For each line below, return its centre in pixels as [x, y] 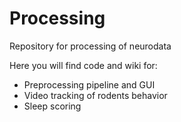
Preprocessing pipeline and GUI [89, 84]
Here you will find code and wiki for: [83, 65]
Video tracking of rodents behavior [95, 95]
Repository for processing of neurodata [90, 46]
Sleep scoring [52, 106]
